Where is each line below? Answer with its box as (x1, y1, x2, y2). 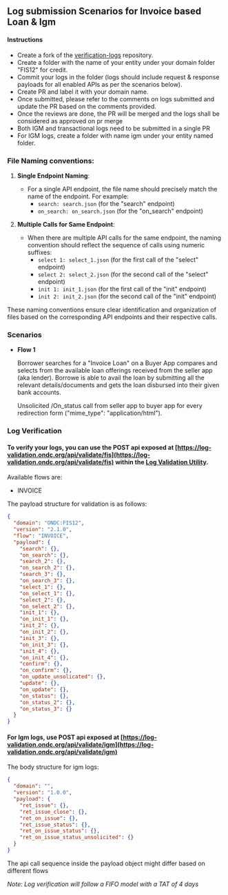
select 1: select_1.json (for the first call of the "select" (37, 255, 199, 264)
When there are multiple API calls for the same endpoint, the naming (27, 234, 222, 242)
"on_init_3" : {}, (19, 641, 70, 648)
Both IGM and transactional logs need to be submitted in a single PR (17, 124, 210, 132)
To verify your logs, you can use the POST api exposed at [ (7, 443, 178, 451)
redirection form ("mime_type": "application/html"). (17, 409, 163, 418)
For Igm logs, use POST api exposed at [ (7, 733, 123, 741)
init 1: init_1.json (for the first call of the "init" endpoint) (37, 285, 207, 293)
